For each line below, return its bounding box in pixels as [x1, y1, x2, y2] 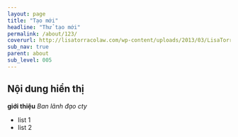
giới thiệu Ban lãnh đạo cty [7, 102, 87, 110]
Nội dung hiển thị [7, 83, 85, 95]
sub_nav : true [7, 43, 50, 50]
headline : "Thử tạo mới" [7, 23, 81, 31]
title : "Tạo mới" [7, 17, 59, 24]
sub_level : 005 [7, 57, 52, 64]
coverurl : [7, 37, 37, 44]
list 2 [17, 123, 33, 131]
